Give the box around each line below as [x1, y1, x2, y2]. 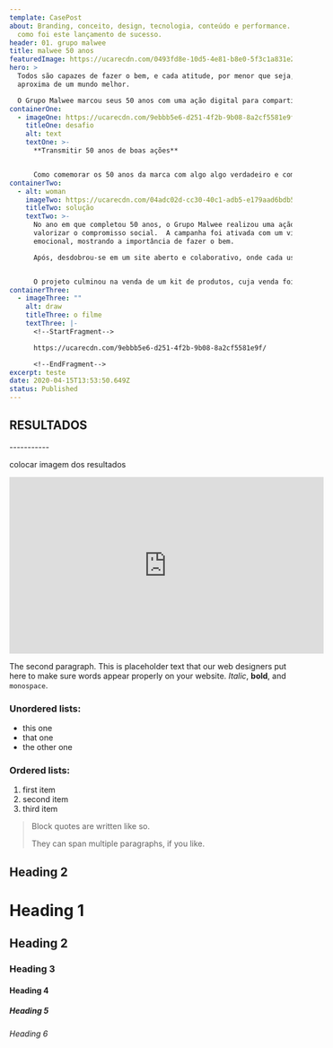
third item [22, 804, 58, 815]
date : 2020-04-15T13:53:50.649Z [9, 376, 130, 386]
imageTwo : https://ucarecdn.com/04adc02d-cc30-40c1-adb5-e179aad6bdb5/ [25, 195, 299, 205]
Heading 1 [9, 900, 85, 921]
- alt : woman [17, 187, 66, 196]
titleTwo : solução [25, 204, 94, 213]
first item [22, 784, 56, 795]
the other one [22, 742, 74, 753]
